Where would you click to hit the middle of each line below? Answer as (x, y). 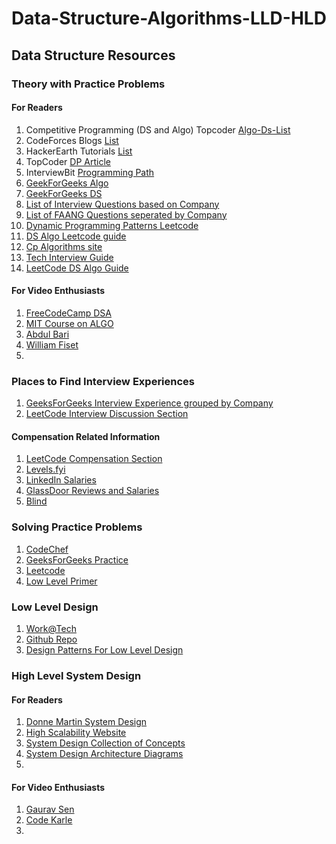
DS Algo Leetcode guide (76, 236)
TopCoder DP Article (68, 161)
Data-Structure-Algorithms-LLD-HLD (169, 18)
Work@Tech (51, 628)
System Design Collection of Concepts (105, 743)
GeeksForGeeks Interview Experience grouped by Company (149, 403)
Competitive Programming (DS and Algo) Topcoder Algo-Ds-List (158, 129)
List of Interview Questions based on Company (122, 204)
